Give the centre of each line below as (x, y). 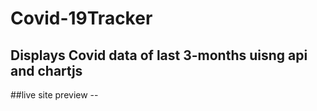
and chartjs (46, 70)
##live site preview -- (54, 95)
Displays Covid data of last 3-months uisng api (159, 55)
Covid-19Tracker (81, 18)
